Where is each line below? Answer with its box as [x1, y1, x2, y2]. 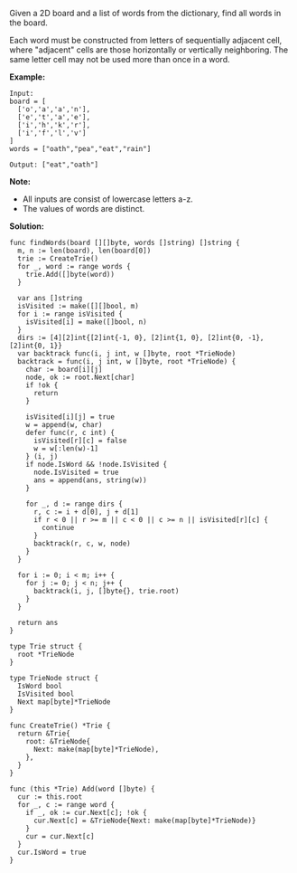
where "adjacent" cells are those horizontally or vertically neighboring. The [9, 44, 289, 55]
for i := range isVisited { [17, 309, 124, 318]
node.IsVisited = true [32, 468, 119, 477]
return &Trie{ [17, 729, 70, 738]
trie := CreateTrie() [17, 254, 99, 263]
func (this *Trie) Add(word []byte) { [9, 784, 155, 793]
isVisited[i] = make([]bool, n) [25, 318, 147, 327]
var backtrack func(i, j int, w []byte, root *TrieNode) [17, 349, 237, 358]
